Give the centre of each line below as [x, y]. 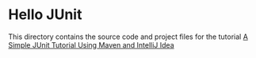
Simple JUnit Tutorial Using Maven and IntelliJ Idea [91, 44]
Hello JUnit [45, 15]
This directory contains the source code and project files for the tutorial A [128, 37]
